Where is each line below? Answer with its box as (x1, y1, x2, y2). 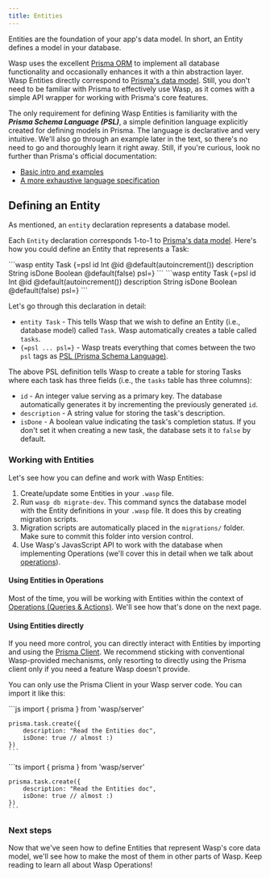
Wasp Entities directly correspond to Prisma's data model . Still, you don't (8, 75, 251, 85)
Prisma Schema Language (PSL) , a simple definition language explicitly (8, 116, 248, 126)
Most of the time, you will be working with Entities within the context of (8, 593, 244, 603)
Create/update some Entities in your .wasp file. (19, 488, 174, 498)
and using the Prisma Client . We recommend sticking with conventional (8, 647, 245, 657)
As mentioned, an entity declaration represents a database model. (8, 220, 231, 230)
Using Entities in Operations (8, 575, 104, 586)
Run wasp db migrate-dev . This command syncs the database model (19, 497, 247, 506)
